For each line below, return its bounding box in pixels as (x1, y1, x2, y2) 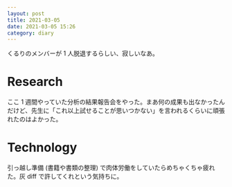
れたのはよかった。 (7, 115, 62, 123)
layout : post (7, 10, 45, 17)
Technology (7, 140, 78, 156)
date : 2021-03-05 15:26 (7, 23, 76, 30)
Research (7, 74, 64, 90)
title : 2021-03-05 (7, 17, 60, 24)
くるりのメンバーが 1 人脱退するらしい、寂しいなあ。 (7, 49, 159, 57)
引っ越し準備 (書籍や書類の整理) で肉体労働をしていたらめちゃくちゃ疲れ (7, 163, 215, 172)
